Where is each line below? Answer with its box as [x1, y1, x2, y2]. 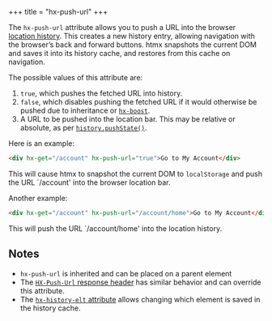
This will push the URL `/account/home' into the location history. [8, 223, 223, 233]
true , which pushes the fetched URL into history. [19, 88, 183, 98]
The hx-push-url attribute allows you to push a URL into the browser [8, 23, 236, 32]
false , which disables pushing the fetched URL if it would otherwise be [19, 97, 257, 106]
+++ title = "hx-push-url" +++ [8, 7, 108, 16]
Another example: [8, 193, 68, 203]
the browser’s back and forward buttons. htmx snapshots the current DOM [8, 40, 257, 49]
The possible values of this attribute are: [8, 73, 143, 82]
